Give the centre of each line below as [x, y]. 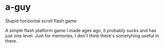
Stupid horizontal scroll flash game [41, 21]
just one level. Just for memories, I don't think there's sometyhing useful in [82, 36]
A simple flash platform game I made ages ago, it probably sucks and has [81, 30]
